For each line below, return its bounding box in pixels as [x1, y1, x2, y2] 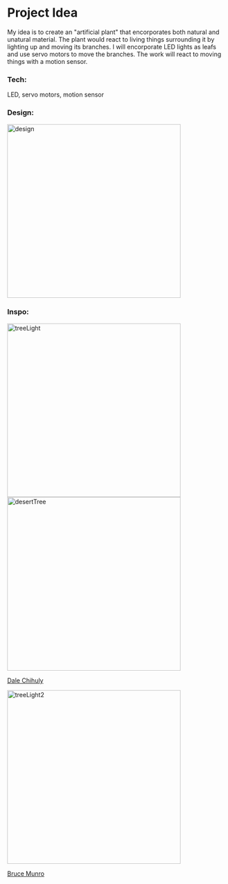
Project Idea [7, 5, 78, 21]
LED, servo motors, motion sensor [7, 90, 104, 99]
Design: [7, 108, 35, 117]
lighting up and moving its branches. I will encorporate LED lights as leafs [7, 42, 217, 51]
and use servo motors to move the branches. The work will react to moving [7, 50, 222, 58]
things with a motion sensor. [7, 57, 88, 65]
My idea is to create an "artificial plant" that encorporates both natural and [7, 28, 220, 36]
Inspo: [7, 307, 29, 317]
